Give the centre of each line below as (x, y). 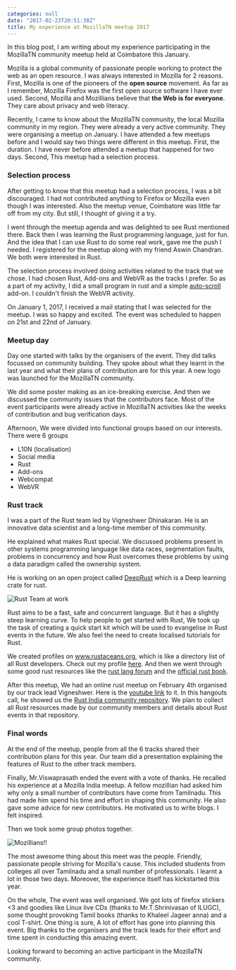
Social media (36, 456)
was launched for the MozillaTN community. (71, 378)
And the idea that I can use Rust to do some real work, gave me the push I (114, 242)
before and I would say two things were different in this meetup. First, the (113, 142)
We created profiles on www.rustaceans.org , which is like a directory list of (116, 656)
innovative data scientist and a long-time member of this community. (107, 528)
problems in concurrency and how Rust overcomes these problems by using (118, 557)
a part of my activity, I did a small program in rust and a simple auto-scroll (114, 285)
